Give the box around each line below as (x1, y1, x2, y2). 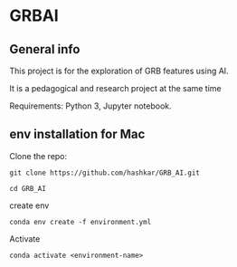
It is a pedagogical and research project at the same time (9, 83, 222, 93)
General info (9, 42, 81, 57)
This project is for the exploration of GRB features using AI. (9, 65, 229, 76)
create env (9, 200, 50, 211)
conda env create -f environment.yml (9, 217, 152, 226)
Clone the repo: (9, 150, 68, 161)
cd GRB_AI (9, 184, 47, 193)
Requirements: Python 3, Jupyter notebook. (9, 100, 172, 111)
